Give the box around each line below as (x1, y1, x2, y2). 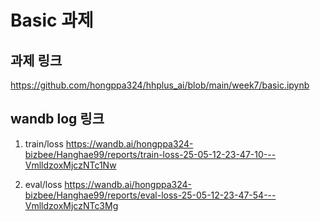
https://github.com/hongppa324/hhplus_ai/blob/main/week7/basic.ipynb (10, 79, 310, 91)
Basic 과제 (10, 9, 94, 32)
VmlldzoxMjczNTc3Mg (24, 199, 119, 211)
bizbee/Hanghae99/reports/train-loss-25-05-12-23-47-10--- (24, 148, 277, 160)
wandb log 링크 (10, 111, 105, 128)
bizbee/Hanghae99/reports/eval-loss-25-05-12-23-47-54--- (24, 189, 277, 201)
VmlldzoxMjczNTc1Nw (24, 159, 117, 171)
